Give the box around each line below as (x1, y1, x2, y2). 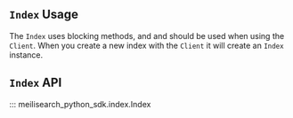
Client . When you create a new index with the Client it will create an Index (9, 40, 284, 51)
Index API (9, 75, 62, 90)
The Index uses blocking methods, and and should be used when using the (9, 30, 285, 41)
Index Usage (9, 7, 78, 22)
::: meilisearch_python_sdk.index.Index (9, 98, 151, 109)
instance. (9, 49, 44, 60)
